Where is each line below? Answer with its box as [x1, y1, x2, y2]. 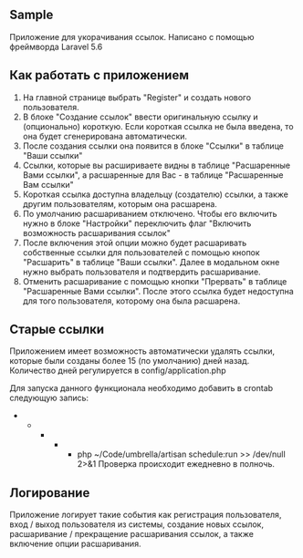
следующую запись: [9, 392, 89, 404]
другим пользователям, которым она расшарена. [22, 198, 217, 209]
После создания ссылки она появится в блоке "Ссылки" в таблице [22, 140, 285, 151]
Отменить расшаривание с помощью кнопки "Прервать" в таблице [22, 275, 287, 286]
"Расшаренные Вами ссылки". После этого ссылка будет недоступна [22, 285, 294, 296]
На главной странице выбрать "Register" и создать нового [22, 91, 252, 103]
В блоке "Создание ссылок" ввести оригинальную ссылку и [22, 111, 258, 122]
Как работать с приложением [9, 67, 190, 83]
